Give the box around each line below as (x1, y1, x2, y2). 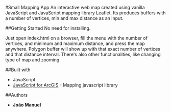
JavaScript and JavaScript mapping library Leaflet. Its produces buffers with (5, 10, 166, 16)
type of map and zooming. (5, 57, 61, 63)
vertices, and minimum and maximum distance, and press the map (5, 40, 145, 47)
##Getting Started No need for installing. (5, 25, 91, 31)
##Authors (5, 92, 28, 98)
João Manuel (12, 102, 41, 108)
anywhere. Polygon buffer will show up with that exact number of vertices (5, 46, 161, 52)
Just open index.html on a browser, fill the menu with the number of (5, 35, 148, 41)
